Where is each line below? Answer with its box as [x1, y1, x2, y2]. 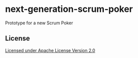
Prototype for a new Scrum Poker [5, 20, 73, 26]
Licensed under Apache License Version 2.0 [5, 47, 95, 53]
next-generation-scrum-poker [5, 3, 133, 15]
